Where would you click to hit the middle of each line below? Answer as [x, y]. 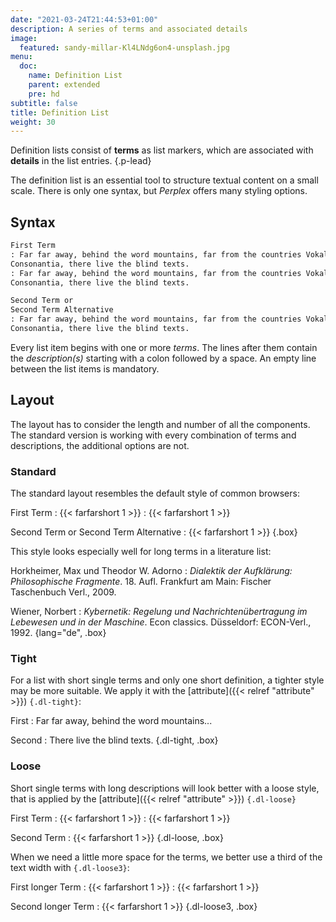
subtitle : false [44, 103]
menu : [21, 57]
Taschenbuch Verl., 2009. [63, 592]
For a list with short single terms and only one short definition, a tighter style [167, 680]
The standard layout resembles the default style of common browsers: [155, 493]
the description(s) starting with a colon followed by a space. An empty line [163, 358]
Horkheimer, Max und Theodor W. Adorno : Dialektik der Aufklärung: [151, 571]
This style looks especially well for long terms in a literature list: [141, 552]
